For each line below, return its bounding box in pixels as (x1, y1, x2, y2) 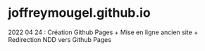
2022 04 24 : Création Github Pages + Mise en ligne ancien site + (8, 28, 199, 36)
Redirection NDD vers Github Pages (8, 35, 112, 43)
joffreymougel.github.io (8, 5, 151, 21)
